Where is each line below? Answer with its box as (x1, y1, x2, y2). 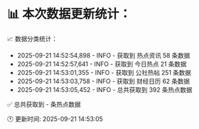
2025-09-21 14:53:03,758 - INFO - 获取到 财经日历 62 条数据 (17, 77, 190, 85)
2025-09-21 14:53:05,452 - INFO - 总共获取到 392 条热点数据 (17, 85, 193, 93)
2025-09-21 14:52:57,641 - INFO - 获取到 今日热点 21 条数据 (17, 60, 187, 68)
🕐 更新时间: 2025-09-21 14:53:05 (7, 115, 104, 123)
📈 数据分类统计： (7, 34, 57, 43)
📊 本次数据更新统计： (7, 6, 131, 22)
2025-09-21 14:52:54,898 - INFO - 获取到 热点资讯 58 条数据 (17, 51, 191, 59)
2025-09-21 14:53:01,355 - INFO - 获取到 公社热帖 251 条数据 (17, 68, 191, 76)
